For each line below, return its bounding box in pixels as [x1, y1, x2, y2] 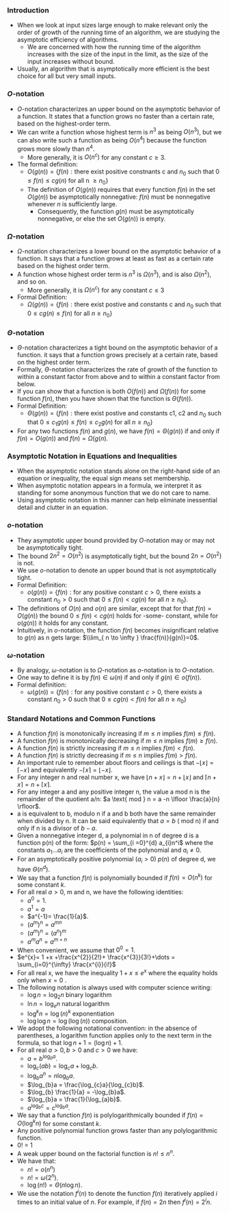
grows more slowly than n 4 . [16, 143, 95, 153]
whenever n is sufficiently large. [27, 199, 118, 208]
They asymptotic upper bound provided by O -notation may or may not [16, 536, 215, 544]
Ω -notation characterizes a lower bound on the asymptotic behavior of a [16, 247, 221, 256]
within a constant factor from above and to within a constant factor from [16, 373, 220, 381]
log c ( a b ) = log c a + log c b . [27, 1062, 98, 1071]
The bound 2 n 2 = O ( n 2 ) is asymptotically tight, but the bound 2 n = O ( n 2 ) [16, 550, 222, 560]
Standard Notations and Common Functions [7, 713, 156, 723]
